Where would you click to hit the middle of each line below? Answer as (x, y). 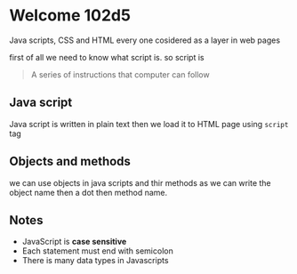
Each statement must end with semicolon (97, 251)
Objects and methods (70, 161)
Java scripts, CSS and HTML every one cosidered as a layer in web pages (145, 40)
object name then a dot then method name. (88, 192)
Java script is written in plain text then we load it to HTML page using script (149, 124)
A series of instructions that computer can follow (120, 74)
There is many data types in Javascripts (95, 261)
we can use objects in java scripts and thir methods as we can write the (140, 182)
